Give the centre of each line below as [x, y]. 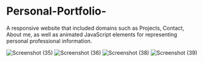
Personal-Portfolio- [56, 11]
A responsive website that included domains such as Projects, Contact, [95, 28]
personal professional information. [49, 41]
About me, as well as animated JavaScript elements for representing [92, 34]
